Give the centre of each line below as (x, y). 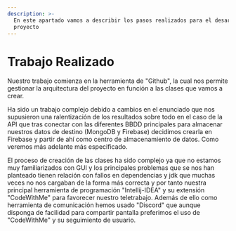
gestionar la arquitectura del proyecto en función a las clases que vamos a (115, 88)
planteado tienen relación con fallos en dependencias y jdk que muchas (111, 176)
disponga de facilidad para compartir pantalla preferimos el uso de (104, 213)
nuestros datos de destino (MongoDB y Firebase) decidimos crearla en (110, 132)
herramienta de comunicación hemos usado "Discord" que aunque (104, 205)
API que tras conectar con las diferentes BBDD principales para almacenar (115, 124)
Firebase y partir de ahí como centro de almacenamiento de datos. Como (113, 139)
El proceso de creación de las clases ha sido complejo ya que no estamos (114, 160)
